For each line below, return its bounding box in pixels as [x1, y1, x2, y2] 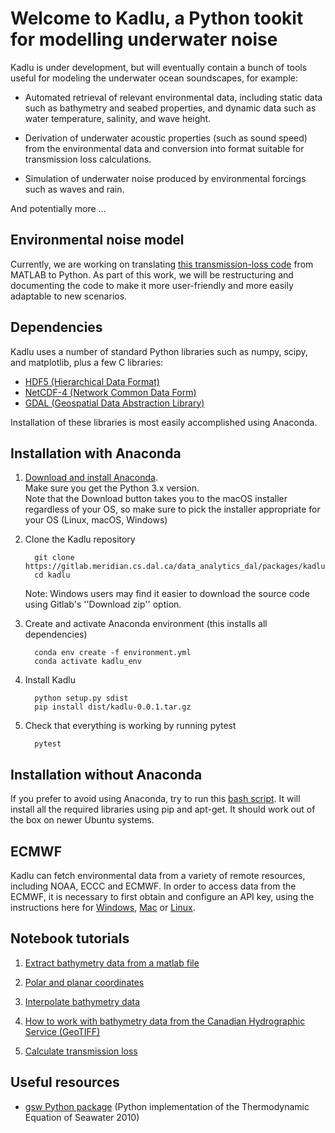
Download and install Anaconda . [24, 472, 158, 484]
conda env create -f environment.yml [34, 648, 192, 658]
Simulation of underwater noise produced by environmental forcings [24, 172, 307, 184]
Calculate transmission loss [24, 1045, 138, 1057]
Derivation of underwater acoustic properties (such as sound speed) [24, 132, 308, 144]
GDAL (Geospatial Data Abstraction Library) [24, 397, 205, 409]
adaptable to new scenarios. [10, 290, 128, 302]
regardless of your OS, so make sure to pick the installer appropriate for [24, 503, 321, 516]
